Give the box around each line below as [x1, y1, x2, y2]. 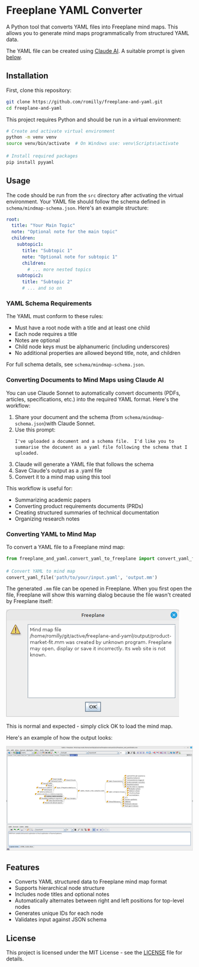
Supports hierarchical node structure [14, 884, 105, 892]
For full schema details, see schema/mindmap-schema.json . [6, 361, 145, 368]
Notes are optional [14, 337, 60, 344]
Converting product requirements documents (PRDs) [14, 502, 144, 509]
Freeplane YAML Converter [6, 4, 143, 17]
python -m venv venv [6, 134, 57, 140]
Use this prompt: [14, 426, 56, 433]
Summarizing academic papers [14, 496, 91, 503]
